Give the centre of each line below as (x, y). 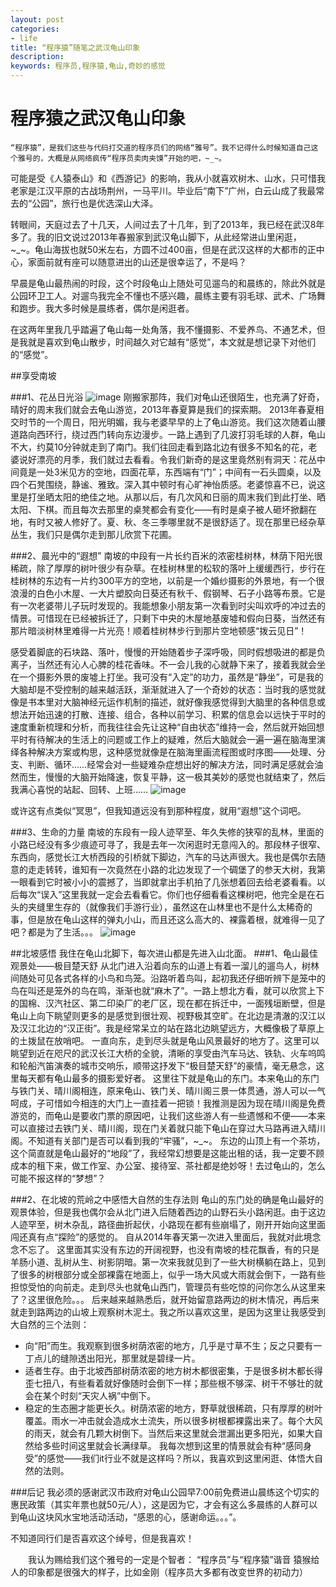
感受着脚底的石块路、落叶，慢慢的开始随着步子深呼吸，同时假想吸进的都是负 (168, 652)
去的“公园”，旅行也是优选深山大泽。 (84, 203)
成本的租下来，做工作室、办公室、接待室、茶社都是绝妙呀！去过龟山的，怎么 (168, 1165)
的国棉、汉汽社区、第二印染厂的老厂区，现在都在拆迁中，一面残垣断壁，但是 (168, 1003)
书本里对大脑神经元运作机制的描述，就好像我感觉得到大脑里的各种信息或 (176, 702)
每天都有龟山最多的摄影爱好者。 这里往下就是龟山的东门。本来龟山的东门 (169, 1078)
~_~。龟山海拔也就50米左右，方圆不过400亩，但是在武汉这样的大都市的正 (163, 249)
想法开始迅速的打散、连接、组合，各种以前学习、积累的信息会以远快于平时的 (168, 714)
